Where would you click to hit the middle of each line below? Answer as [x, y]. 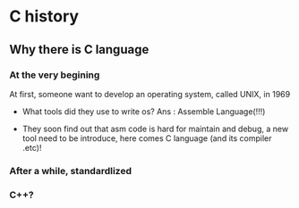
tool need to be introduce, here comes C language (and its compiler [147, 138]
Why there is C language [79, 50]
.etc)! [32, 147]
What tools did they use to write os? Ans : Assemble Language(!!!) [144, 111]
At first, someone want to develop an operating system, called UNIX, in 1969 [150, 94]
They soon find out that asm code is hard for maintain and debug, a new [155, 129]
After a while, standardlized [71, 171]
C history [44, 17]
